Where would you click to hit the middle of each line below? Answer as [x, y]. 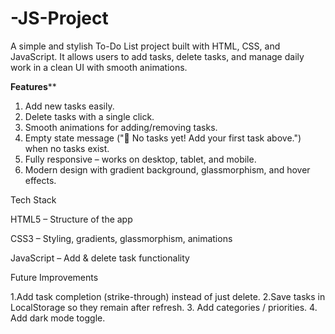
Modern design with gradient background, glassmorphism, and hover [167, 169]
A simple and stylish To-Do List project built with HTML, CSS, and [145, 46]
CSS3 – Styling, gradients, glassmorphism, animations [121, 238]
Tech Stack [33, 199]
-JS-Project [59, 18]
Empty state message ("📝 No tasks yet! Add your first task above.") [163, 138]
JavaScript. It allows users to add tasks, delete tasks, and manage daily [157, 56]
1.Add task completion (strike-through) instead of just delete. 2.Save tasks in [168, 296]
